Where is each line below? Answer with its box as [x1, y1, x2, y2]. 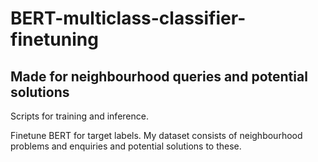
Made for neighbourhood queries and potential [10, 68, 308, 85]
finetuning [10, 28, 99, 51]
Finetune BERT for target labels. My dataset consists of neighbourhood [10, 130, 303, 141]
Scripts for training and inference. [10, 110, 149, 122]
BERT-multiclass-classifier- [10, 7, 247, 30]
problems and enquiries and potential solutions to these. [10, 140, 242, 152]
